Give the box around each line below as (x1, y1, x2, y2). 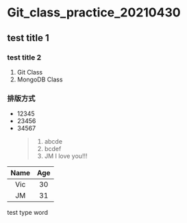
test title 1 (7, 32, 49, 44)
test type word (7, 209, 49, 217)
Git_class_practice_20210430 (7, 5, 181, 21)
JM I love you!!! (44, 152, 88, 160)
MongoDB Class (16, 75, 63, 83)
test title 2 (7, 53, 42, 62)
